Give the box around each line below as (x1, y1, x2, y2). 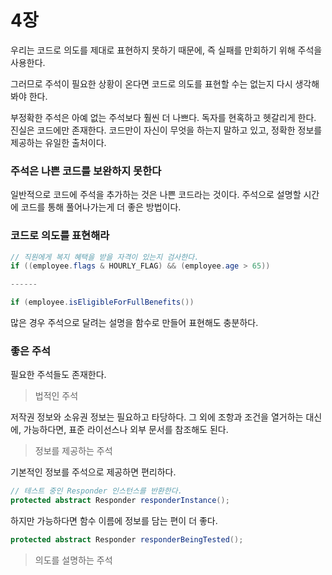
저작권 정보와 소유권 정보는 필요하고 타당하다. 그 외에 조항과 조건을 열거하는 (10, 411, 304, 423)
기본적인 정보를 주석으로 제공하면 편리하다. (10, 466, 177, 478)
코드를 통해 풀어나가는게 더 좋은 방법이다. (20, 201, 182, 213)
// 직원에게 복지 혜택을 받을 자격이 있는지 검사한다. (10, 252, 200, 262)
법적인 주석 (34, 390, 79, 402)
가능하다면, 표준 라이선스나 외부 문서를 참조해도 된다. (23, 424, 229, 436)
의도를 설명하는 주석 (34, 554, 113, 566)
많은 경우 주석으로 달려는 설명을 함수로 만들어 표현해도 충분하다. (10, 317, 259, 329)
